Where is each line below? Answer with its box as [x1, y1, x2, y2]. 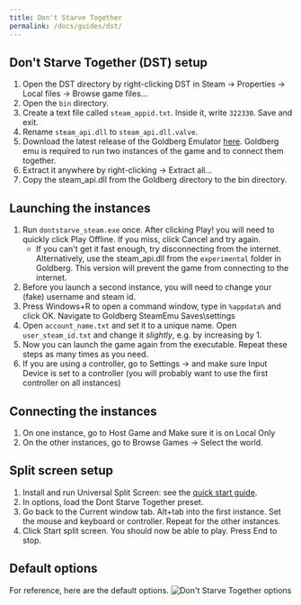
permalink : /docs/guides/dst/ [9, 22, 123, 31]
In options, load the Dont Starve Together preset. [22, 496, 204, 507]
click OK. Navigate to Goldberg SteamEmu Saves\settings [22, 311, 235, 321]
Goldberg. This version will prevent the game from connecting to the [35, 263, 289, 274]
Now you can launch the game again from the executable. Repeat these [22, 339, 288, 350]
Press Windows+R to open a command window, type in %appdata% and [22, 301, 281, 312]
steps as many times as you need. [22, 348, 149, 360]
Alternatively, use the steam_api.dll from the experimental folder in [35, 253, 281, 264]
